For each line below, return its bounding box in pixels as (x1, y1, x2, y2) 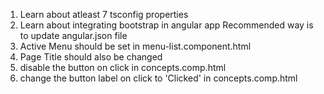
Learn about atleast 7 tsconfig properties (19, 9, 189, 20)
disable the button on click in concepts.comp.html (19, 62, 227, 73)
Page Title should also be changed (19, 51, 163, 63)
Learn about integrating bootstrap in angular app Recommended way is (19, 19, 314, 31)
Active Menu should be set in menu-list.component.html (19, 40, 252, 52)
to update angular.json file (19, 30, 128, 41)
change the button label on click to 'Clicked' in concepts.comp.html (19, 72, 298, 84)
